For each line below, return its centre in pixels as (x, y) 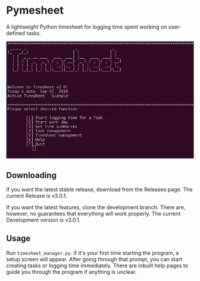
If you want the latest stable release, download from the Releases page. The (99, 189)
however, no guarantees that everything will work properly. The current (93, 213)
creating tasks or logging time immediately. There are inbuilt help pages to (97, 266)
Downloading (31, 175)
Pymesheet (35, 10)
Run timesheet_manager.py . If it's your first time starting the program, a (93, 252)
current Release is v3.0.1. (37, 195)
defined (16, 33)
